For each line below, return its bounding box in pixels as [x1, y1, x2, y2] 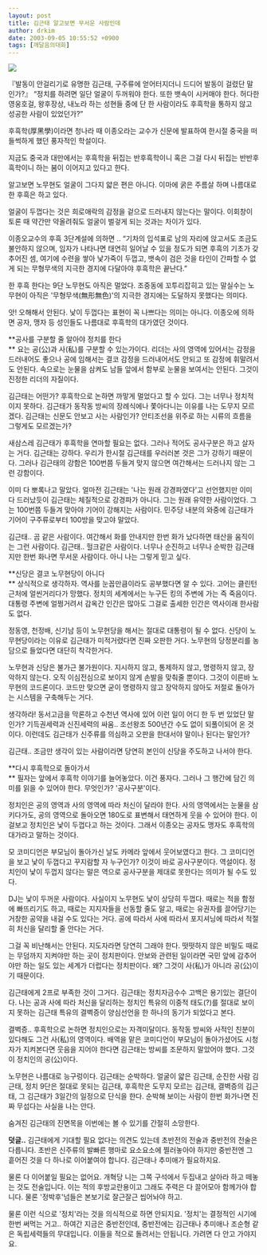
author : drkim [8, 26, 56, 34]
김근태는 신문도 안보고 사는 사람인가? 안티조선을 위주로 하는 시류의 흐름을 [25, 412, 253, 421]
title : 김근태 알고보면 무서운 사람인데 [8, 19, 121, 27]
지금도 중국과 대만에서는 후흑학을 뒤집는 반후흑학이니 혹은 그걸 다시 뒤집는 [8, 153, 238, 163]
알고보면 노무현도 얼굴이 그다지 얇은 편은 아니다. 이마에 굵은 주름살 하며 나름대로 [8, 180, 257, 190]
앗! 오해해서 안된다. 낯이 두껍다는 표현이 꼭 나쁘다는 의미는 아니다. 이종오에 [8, 308, 240, 318]
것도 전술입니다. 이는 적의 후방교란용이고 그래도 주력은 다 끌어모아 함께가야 [16, 1182, 249, 1192]
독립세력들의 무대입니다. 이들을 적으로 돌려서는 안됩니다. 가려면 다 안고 [16, 1229, 236, 1239]
